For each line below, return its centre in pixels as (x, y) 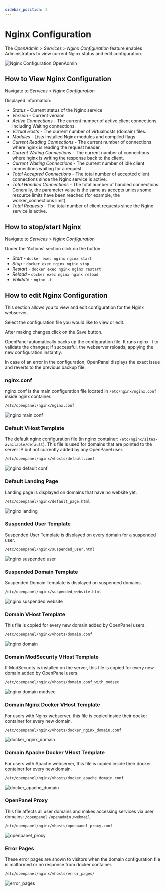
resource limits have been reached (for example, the (66, 195)
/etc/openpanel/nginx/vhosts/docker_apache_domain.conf (64, 778)
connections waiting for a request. (48, 169)
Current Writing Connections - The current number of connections (81, 153)
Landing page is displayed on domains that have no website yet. (71, 492)
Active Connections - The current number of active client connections (84, 121)
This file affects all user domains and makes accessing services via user (79, 811)
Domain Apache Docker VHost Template (55, 753)
